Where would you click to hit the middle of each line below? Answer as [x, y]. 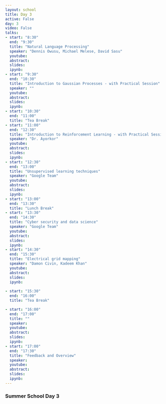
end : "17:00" [23, 314]
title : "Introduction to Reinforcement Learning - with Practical [79, 135]
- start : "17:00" [23, 346]
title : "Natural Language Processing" [50, 47]
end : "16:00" [23, 296]
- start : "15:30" [23, 291]
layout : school [21, 10]
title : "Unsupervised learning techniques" [55, 171]
